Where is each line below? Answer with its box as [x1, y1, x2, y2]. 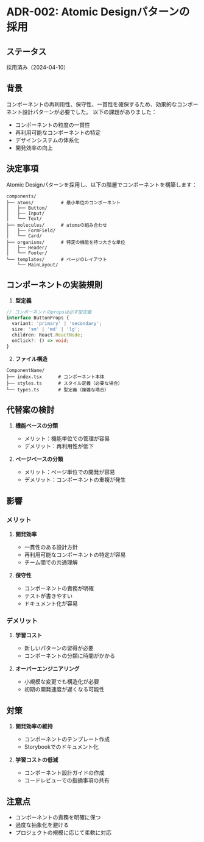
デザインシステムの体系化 [15, 136, 80, 143]
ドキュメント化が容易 [24, 600, 78, 607]
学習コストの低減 [15, 756, 58, 763]
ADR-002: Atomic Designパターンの [6, 5, 190, 19]
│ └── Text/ [6, 215, 43, 222]
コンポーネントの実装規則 [6, 280, 102, 290]
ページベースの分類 [15, 455, 63, 463]
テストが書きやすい [24, 592, 73, 600]
